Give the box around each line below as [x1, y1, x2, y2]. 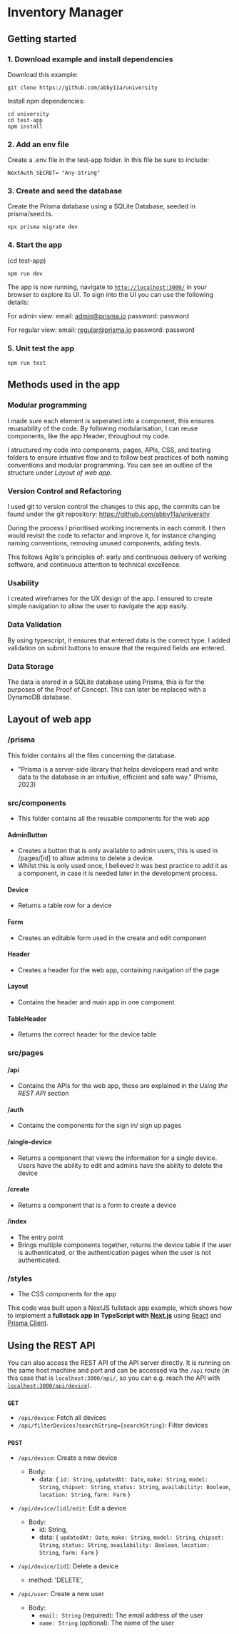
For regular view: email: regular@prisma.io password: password [7, 326, 195, 334]
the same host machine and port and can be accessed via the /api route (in [7, 1366, 230, 1375]
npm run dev [7, 270, 43, 277]
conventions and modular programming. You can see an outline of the [7, 460, 213, 469]
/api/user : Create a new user [17, 1589, 105, 1598]
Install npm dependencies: [7, 96, 86, 105]
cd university [7, 110, 50, 118]
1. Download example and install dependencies [7, 54, 173, 64]
